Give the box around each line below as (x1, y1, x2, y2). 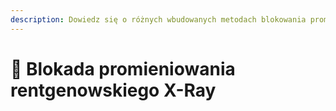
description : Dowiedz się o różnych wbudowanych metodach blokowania (10, 14, 307, 25)
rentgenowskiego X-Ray (10, 79, 217, 101)
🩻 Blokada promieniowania (10, 57, 236, 80)
